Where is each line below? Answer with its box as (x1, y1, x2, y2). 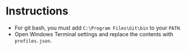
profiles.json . (14, 37, 52, 44)
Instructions (5, 4, 69, 18)
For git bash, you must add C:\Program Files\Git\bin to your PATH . (14, 24, 182, 31)
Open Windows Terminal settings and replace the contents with (14, 30, 174, 37)
